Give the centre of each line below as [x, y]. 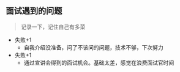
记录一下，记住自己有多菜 [53, 27]
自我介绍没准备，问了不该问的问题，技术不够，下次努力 [93, 47]
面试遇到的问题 [34, 11]
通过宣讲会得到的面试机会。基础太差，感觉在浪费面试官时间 [99, 62]
